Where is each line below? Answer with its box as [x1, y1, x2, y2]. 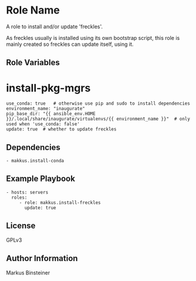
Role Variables [6, 58, 60, 68]
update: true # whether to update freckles [6, 126, 117, 132]
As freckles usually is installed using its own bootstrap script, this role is [6, 34, 180, 41]
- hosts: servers [6, 189, 49, 195]
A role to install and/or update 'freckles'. [6, 23, 103, 30]
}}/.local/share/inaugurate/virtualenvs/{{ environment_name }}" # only [6, 116, 191, 122]
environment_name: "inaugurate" [6, 106, 85, 112]
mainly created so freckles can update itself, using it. [6, 41, 134, 48]
